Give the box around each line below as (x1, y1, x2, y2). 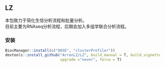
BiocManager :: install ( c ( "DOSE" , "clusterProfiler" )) (5, 48, 115, 53)
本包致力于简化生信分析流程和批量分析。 (5, 17, 87, 23)
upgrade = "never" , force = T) (59, 57, 122, 62)
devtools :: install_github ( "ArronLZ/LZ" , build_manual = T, (5, 52, 129, 57)
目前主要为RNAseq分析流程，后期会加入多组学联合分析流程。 (5, 23, 129, 29)
